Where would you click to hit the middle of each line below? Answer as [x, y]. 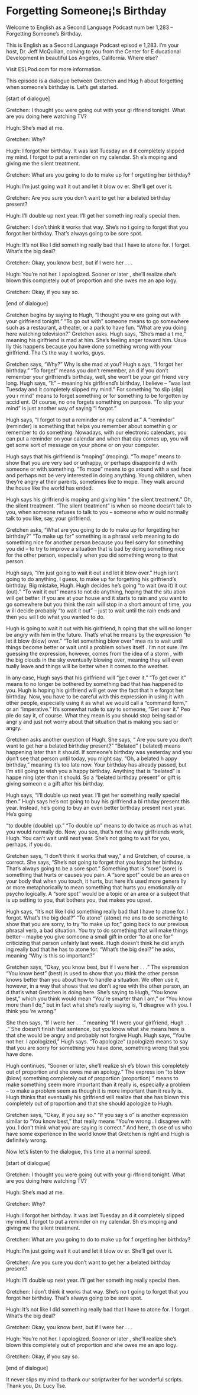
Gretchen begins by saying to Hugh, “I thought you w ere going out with [94, 315]
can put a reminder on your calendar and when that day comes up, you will [97, 438]
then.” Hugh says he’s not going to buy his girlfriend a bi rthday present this [98, 801]
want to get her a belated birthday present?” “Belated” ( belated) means [93, 746]
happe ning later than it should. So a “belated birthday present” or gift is [94, 777]
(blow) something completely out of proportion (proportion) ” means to [92, 1078]
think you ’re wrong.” [31, 1011]
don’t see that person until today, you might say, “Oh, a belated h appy [92, 758]
